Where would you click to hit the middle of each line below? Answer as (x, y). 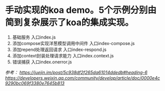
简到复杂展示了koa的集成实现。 (70, 23)
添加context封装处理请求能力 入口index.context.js (63, 55)
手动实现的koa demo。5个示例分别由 (81, 10)
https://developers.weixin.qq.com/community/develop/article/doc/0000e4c (82, 78)
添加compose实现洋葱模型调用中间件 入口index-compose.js (74, 43)
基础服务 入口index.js (34, 37)
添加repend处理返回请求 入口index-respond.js (59, 49)
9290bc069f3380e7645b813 (35, 83)
